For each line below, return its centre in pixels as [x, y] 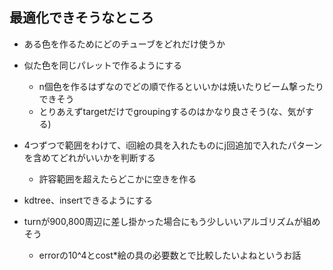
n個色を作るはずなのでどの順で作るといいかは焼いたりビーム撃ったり [181, 86]
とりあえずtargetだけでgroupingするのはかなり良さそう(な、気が [172, 111]
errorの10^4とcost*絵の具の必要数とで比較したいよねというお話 [170, 255]
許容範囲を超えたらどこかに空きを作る [117, 179]
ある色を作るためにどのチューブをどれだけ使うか [124, 44]
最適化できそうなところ [81, 18]
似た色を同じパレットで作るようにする [102, 65]
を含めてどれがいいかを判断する [89, 157]
